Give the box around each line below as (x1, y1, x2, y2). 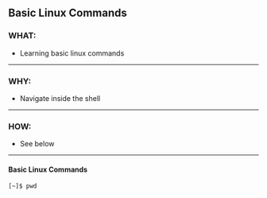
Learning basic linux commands (19, 48, 125, 58)
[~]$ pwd (8, 182, 37, 190)
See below (19, 139, 55, 149)
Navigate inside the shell (19, 93, 101, 103)
